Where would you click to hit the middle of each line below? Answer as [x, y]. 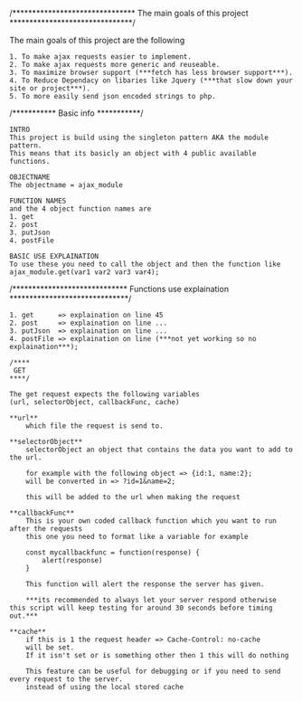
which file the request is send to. [95, 426]
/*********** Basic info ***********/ [76, 113]
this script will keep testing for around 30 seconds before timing [141, 608]
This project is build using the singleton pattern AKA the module [139, 137]
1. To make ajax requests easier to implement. [101, 57]
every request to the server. [66, 679]
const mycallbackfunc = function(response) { [113, 553]
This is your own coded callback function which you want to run [151, 521]
